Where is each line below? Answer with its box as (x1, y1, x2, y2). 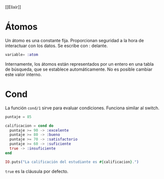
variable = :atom (5, 52, 38, 57)
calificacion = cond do (5, 123, 54, 128)
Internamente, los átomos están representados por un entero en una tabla (5, 61, 154, 67)
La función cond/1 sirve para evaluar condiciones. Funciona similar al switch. (5, 105, 160, 111)
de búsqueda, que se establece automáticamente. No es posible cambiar (5, 66, 153, 72)
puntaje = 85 (5, 114, 32, 119)
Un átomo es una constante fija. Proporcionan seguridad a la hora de (5, 37, 144, 43)
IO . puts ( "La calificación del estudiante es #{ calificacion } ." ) (5, 159, 139, 164)
